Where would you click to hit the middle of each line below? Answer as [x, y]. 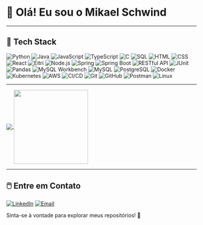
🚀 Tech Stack [31, 42]
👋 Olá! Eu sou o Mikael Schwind [87, 12]
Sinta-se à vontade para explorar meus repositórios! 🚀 [73, 215]
